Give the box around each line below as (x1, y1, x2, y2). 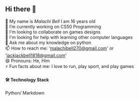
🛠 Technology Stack (5, 77, 49, 83)
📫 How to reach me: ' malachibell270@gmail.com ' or (5, 45, 114, 51)
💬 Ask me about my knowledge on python (5, 39, 91, 45)
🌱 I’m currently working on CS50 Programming (5, 23, 101, 29)
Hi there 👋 (5, 5, 36, 13)
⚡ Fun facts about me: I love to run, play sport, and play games (5, 63, 134, 69)
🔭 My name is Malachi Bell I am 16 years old (5, 18, 96, 24)
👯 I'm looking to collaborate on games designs (5, 28, 101, 35)
